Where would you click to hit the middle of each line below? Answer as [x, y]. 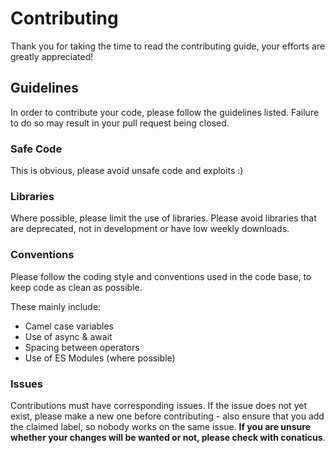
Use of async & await [68, 336]
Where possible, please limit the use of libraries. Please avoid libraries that [163, 218]
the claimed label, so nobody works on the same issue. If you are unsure [160, 426]
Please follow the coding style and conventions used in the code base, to [161, 276]
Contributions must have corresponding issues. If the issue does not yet [158, 405]
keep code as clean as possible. [76, 287]
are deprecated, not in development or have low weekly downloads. [150, 229]
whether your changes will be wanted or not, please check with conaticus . [168, 437]
